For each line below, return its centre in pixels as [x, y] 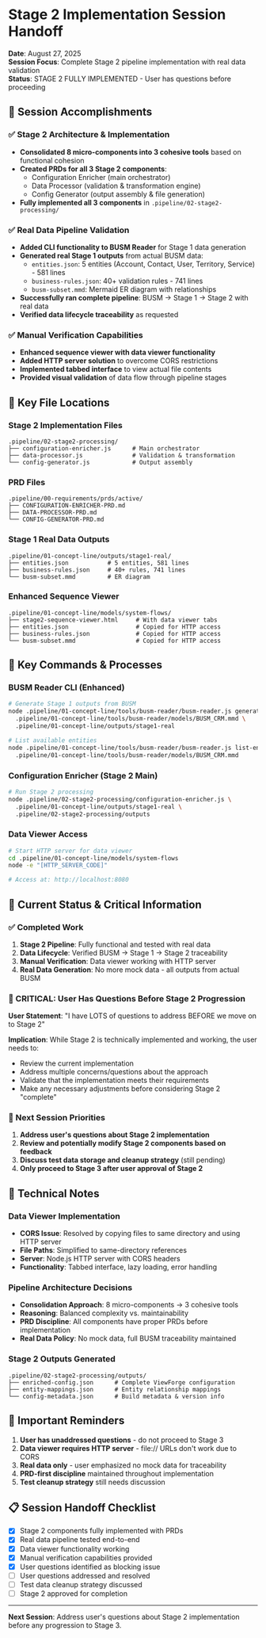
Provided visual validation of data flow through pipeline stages [123, 377]
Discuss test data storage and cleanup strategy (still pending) [122, 1160]
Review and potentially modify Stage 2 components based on [123, 1143]
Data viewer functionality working [74, 1548]
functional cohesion [52, 160]
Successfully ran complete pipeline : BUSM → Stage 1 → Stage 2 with [134, 297]
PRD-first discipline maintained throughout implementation [116, 1473]
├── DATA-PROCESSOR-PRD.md [53, 513]
